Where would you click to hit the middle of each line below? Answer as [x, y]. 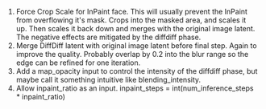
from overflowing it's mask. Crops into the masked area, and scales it [131, 20]
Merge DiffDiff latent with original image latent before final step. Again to [136, 46]
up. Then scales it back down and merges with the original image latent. [135, 28]
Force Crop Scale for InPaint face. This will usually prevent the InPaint [132, 12]
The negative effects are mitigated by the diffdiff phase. [108, 37]
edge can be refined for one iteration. [78, 63]
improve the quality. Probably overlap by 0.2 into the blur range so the [132, 54]
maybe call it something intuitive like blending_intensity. [108, 80]
